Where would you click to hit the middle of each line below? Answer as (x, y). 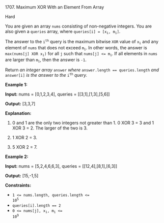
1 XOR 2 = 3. (25, 137)
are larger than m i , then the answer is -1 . (46, 60)
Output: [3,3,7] (20, 103)
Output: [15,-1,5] (22, 175)
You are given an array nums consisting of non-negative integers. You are (79, 26)
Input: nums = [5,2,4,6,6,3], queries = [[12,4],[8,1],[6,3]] (61, 166)
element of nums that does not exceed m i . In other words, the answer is (76, 48)
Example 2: (17, 157)
